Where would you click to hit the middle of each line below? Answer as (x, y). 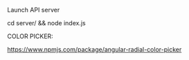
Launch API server (34, 10)
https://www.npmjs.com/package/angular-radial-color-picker (94, 49)
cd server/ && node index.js (46, 23)
